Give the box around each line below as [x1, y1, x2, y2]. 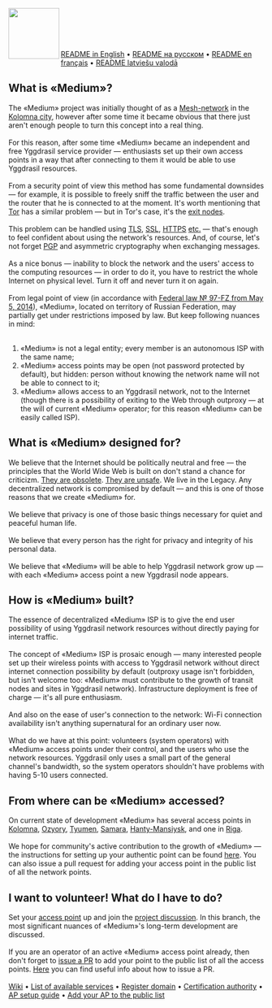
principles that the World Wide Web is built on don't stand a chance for [8, 466, 246, 476]
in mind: [8, 319, 36, 328]
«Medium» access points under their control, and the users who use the [8, 745, 249, 754]
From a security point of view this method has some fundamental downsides [8, 180, 265, 190]
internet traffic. [8, 632, 58, 642]
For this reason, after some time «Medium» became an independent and [8, 137, 250, 147]
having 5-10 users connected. [8, 771, 108, 780]
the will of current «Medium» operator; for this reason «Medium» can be [19, 403, 262, 413]
